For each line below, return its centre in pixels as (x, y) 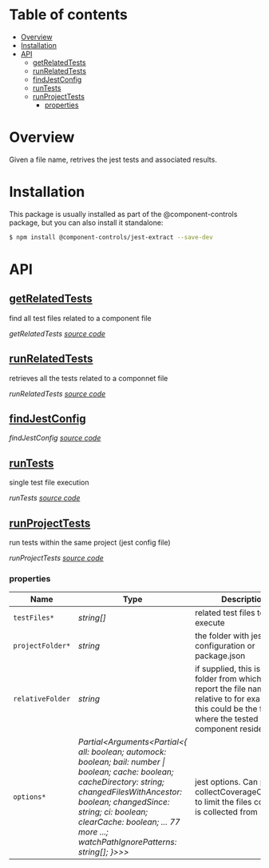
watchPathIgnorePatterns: (127, 842)
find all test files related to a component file (81, 318)
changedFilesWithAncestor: (130, 792)
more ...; (93, 832)
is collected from (226, 812)
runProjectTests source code (57, 557)
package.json (220, 656)
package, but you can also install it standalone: (86, 223)
